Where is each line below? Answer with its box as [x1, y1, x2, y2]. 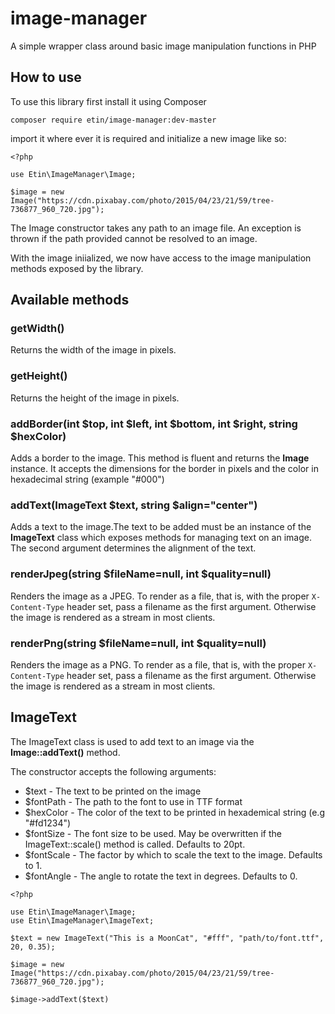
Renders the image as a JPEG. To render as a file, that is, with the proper [10, 590, 310, 602]
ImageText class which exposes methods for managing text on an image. [10, 532, 312, 544]
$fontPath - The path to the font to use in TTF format [24, 795, 243, 807]
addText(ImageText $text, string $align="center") [10, 498, 258, 512]
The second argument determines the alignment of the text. [10, 542, 257, 554]
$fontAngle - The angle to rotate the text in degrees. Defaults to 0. [24, 870, 298, 882]
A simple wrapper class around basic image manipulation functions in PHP [10, 40, 317, 52]
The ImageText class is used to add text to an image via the [10, 735, 255, 747]
